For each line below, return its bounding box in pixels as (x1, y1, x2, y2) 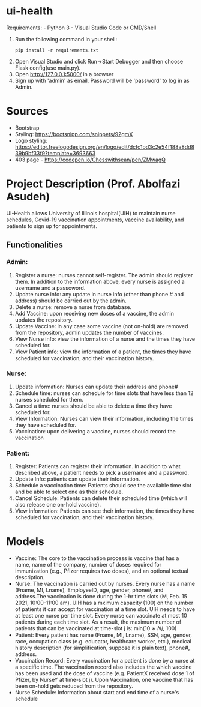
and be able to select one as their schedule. (14, 488, 124, 496)
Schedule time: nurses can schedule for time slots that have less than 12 (14, 389, 194, 397)
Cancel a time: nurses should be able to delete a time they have (14, 402, 172, 409)
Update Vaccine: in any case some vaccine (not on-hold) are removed (14, 322, 188, 329)
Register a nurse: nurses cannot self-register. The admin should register (14, 271, 193, 278)
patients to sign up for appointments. (6, 222, 98, 229)
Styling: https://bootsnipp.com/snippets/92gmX (14, 130, 133, 137)
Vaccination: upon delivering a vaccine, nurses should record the (14, 427, 176, 435)
